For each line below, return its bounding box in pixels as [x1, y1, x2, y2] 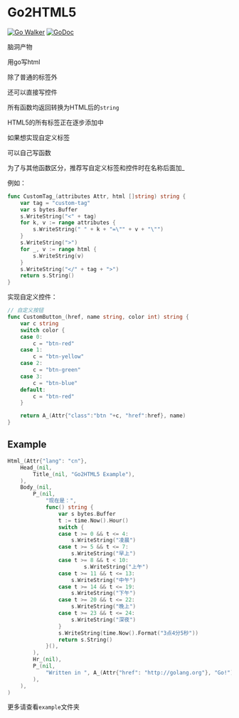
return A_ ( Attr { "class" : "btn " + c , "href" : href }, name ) [20, 412, 186, 420]
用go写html [7, 58, 41, 66]
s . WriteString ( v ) [33, 252, 84, 260]
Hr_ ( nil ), [33, 656, 62, 663]
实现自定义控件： [7, 292, 58, 301]
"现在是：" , [45, 497, 77, 505]
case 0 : [20, 333, 43, 340]
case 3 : [20, 373, 43, 380]
